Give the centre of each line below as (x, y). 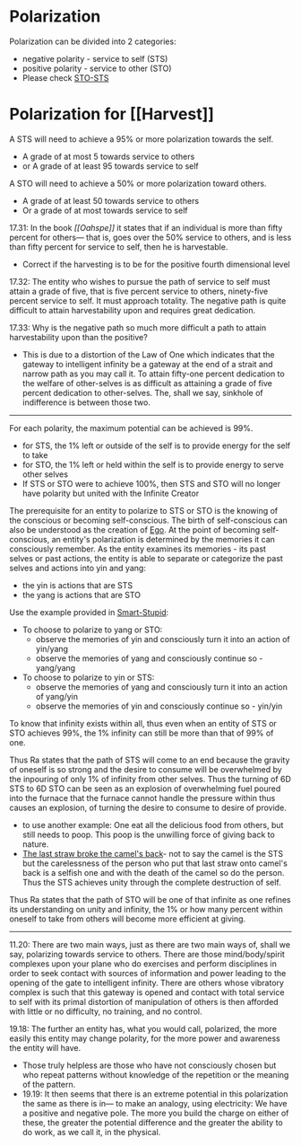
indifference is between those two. (86, 402)
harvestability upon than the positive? (78, 337)
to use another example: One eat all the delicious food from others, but (153, 824)
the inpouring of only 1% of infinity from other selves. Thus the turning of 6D (150, 779)
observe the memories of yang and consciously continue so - (149, 658)
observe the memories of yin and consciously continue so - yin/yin (159, 706)
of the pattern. (49, 1084)
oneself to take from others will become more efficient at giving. (128, 919)
